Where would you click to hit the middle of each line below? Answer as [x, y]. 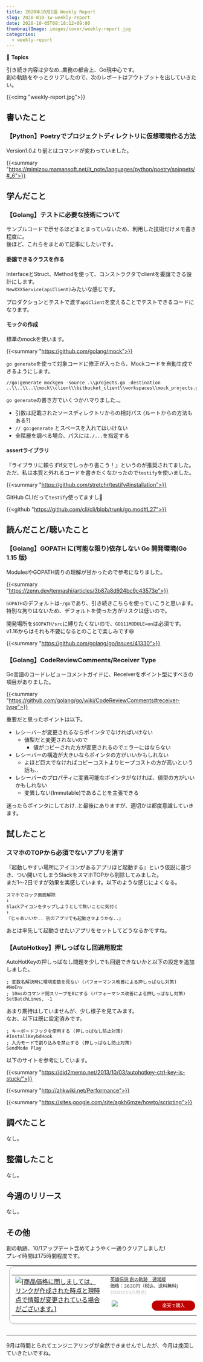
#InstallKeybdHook [29, 1036]
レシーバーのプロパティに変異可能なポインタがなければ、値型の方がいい [105, 777]
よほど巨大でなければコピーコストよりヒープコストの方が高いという [108, 762]
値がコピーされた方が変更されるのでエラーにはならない [102, 747]
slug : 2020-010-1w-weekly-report [48, 18]
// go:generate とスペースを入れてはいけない [71, 428]
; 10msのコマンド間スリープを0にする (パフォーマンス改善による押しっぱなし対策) [96, 993]
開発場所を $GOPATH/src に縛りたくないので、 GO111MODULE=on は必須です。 [95, 623]
